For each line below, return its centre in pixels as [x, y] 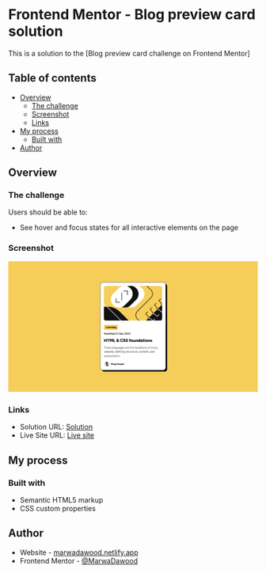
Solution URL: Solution [56, 427]
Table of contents [52, 78]
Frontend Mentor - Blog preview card [132, 15]
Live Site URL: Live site [57, 435]
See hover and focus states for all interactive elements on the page [129, 228]
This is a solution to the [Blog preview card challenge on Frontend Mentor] [129, 53]
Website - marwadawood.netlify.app [79, 552]
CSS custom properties [58, 509]
